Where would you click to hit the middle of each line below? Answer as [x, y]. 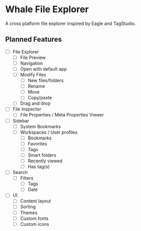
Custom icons [34, 224]
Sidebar [21, 121]
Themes [29, 213]
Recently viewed [45, 161]
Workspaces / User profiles [49, 132]
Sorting [28, 207]
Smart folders [42, 155]
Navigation [31, 63]
